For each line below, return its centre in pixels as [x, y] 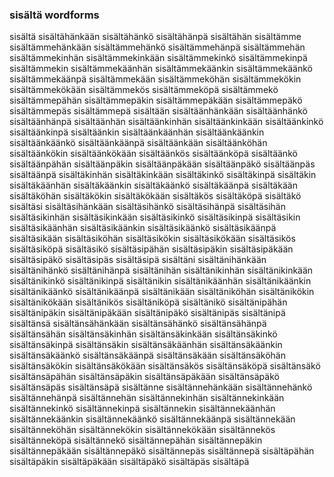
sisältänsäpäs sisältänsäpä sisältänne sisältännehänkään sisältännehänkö [161, 387]
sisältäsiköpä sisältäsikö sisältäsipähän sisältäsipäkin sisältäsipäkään [151, 249]
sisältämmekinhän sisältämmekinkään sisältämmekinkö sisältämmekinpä [158, 58]
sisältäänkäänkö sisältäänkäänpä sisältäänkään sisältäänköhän [138, 143]
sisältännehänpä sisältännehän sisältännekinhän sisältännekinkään [147, 398]
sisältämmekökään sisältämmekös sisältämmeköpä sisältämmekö [144, 90]
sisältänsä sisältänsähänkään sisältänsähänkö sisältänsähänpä [138, 324]
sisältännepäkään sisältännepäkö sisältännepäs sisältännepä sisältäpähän [162, 451]
